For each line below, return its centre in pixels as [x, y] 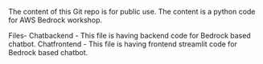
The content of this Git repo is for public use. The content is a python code [132, 12]
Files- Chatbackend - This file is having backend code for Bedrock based [129, 36]
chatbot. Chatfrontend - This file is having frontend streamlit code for [123, 44]
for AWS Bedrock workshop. [55, 20]
